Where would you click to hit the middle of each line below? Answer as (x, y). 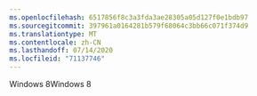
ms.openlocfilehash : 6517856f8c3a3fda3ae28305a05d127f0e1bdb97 (129, 17)
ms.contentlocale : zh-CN (55, 42)
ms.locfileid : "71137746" (57, 59)
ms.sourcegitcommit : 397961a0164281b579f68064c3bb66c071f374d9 (129, 26)
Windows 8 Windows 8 (50, 84)
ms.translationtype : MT (53, 34)
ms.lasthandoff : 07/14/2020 (61, 51)
